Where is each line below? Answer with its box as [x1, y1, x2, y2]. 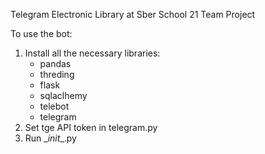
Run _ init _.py [24, 132, 77, 144]
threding [39, 69, 75, 80]
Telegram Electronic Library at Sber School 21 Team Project [10, 9, 256, 20]
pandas [39, 58, 72, 69]
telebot [39, 100, 70, 112]
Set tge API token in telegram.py [24, 122, 158, 133]
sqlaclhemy [39, 90, 88, 101]
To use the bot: [10, 28, 73, 39]
